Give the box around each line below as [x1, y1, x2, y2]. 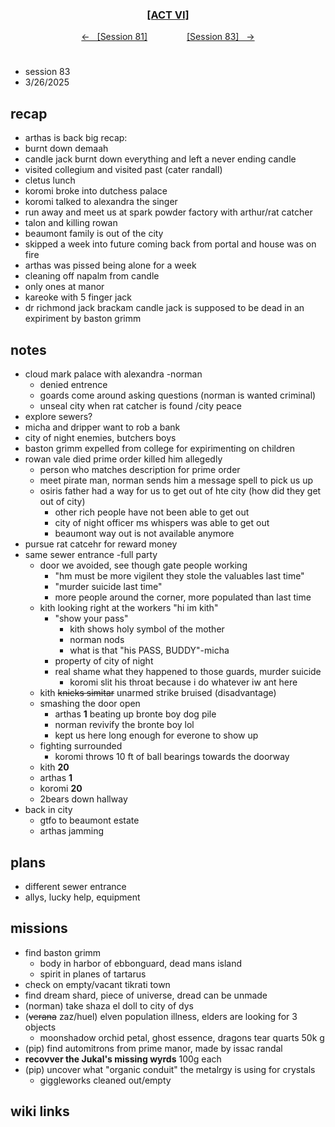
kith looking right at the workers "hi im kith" [39, 602, 219, 614]
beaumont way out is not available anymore [54, 528, 235, 540]
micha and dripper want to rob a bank [24, 421, 181, 433]
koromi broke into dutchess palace [24, 185, 168, 197]
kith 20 [39, 761, 70, 773]
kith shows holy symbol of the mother [69, 623, 225, 635]
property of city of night [54, 655, 154, 667]
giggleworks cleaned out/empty [39, 1074, 172, 1086]
